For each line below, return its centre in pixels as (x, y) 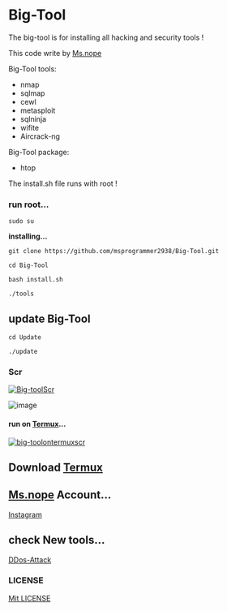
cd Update (25, 338)
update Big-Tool (49, 318)
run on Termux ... (37, 424)
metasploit (38, 110)
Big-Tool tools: (32, 69)
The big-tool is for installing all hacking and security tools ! (106, 37)
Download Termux (56, 467)
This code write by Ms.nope (55, 53)
